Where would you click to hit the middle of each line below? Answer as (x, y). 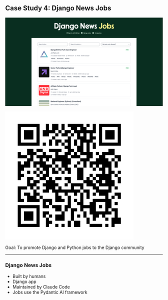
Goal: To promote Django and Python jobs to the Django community (75, 247)
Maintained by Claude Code (41, 286)
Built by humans (29, 276)
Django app (24, 281)
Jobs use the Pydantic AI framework (50, 292)
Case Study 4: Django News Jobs (58, 8)
